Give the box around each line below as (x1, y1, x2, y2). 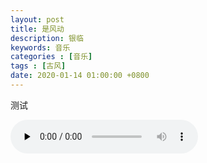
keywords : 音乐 (10, 42, 71, 53)
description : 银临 (10, 33, 84, 43)
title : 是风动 (10, 24, 65, 34)
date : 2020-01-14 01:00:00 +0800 (10, 71, 150, 81)
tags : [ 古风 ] (10, 61, 67, 71)
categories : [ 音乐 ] (10, 52, 93, 62)
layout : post (10, 14, 65, 25)
